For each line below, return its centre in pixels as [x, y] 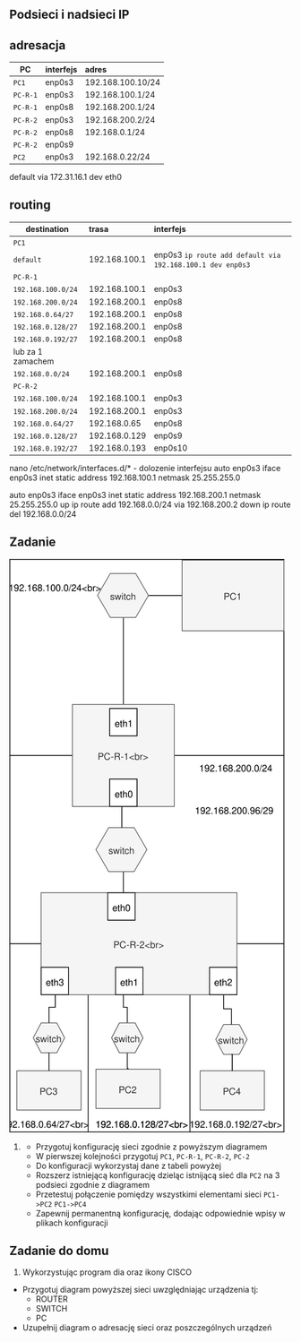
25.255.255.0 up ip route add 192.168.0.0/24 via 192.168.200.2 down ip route [150, 504]
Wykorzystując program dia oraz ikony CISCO [107, 1272]
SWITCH [52, 1309]
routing [30, 205]
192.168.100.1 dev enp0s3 [202, 265]
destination [47, 229]
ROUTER [52, 1299]
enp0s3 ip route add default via [217, 254]
